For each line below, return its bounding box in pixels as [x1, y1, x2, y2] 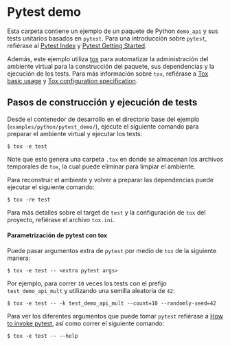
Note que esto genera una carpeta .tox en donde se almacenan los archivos [7, 155, 224, 163]
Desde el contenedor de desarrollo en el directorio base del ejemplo [7, 115, 200, 123]
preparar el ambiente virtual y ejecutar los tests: [7, 129, 143, 138]
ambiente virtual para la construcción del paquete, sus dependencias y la [7, 62, 215, 70]
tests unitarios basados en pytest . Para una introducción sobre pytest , [7, 34, 207, 42]
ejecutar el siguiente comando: [7, 183, 95, 191]
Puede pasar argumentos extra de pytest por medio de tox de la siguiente [7, 246, 217, 255]
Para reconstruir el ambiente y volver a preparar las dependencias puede [7, 175, 214, 184]
